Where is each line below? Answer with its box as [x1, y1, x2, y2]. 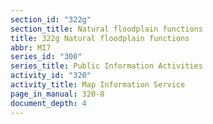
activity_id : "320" [10, 71, 92, 81]
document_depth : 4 [10, 98, 87, 108]
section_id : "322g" [10, 14, 92, 25]
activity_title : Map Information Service [10, 80, 186, 90]
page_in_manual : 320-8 [10, 89, 105, 99]
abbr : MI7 [10, 42, 52, 53]
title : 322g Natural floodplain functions [10, 33, 190, 43]
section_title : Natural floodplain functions [10, 24, 203, 34]
